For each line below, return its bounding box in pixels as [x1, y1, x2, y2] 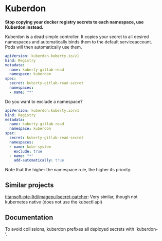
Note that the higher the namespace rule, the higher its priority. [5, 167, 131, 173]
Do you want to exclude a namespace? [5, 99, 83, 104]
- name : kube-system [9, 144, 51, 149]
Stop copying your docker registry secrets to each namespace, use [5, 19, 144, 25]
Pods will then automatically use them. [5, 44, 82, 50]
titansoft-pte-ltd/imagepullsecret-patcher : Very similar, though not [5, 194, 138, 200]
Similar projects [5, 181, 54, 189]
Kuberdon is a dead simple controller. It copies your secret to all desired [5, 34, 149, 40]
